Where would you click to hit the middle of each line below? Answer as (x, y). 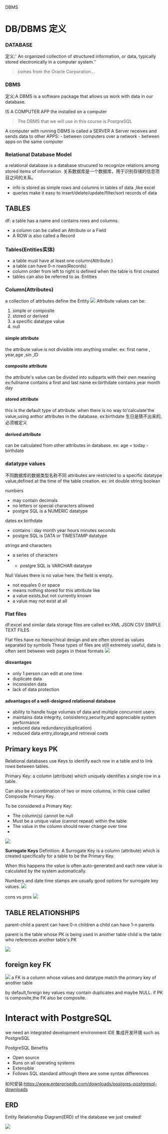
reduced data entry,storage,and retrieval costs (60, 733)
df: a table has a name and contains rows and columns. (62, 220)
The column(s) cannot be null (43, 816)
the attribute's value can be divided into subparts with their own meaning (80, 377)
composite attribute (26, 366)
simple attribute (22, 338)
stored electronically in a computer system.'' (51, 62)
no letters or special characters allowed (53, 505)
